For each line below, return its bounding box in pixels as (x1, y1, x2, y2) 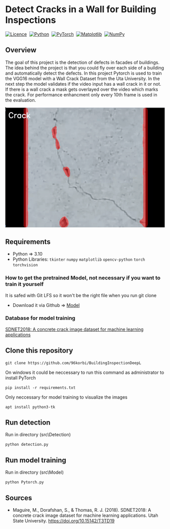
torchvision (12, 263, 38, 268)
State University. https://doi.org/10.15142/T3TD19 (12, 518, 115, 524)
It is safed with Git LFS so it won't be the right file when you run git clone (5, 292, 157, 298)
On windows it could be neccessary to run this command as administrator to (5, 369, 164, 375)
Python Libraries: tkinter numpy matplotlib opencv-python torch (12, 256, 145, 262)
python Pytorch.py (5, 480, 44, 485)
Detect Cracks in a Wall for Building (5, 4, 157, 15)
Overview (5, 46, 37, 54)
